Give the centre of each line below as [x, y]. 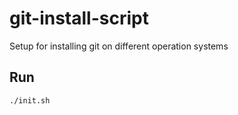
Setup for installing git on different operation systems [119, 46]
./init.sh [30, 100]
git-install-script [79, 18]
